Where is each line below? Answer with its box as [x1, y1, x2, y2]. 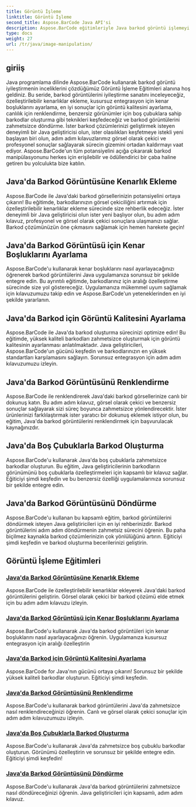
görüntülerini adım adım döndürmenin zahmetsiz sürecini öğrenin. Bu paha [6, 526, 186, 534]
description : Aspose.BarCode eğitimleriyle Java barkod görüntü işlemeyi [6, 25, 190, 31]
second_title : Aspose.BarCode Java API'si [6, 19, 111, 25]
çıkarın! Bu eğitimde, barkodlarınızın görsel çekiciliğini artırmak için [6, 198, 167, 205]
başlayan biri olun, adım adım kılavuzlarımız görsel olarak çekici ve [6, 134, 167, 141]
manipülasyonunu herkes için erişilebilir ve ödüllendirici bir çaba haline [6, 153, 177, 160]
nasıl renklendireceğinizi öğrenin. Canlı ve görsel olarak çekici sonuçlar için [6, 708, 187, 715]
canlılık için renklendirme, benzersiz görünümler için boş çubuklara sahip [6, 110, 182, 117]
